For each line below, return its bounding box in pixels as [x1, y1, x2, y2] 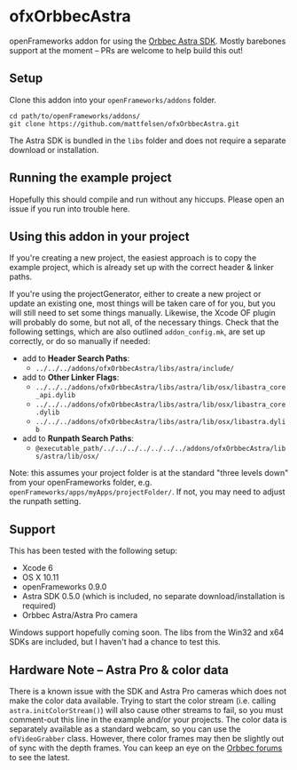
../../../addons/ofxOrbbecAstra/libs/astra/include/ [35, 365, 235, 373]
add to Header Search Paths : [21, 353, 130, 364]
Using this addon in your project [9, 229, 190, 244]
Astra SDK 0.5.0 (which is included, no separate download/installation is [21, 591, 285, 602]
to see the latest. [9, 752, 71, 762]
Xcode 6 [21, 563, 53, 573]
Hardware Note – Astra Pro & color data [9, 662, 229, 678]
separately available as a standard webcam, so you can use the [9, 724, 241, 734]
